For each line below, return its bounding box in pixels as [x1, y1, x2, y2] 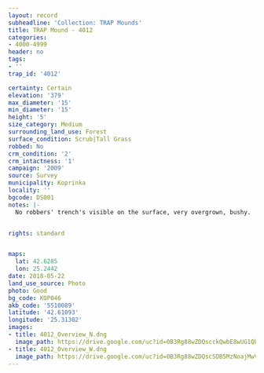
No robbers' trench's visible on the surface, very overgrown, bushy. [15, 208, 251, 216]
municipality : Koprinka [8, 179, 86, 187]
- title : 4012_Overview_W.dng [8, 345, 108, 353]
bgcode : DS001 [8, 193, 55, 201]
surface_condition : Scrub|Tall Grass [8, 135, 132, 143]
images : [8, 324, 34, 331]
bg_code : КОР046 [8, 294, 61, 302]
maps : [8, 250, 26, 258]
